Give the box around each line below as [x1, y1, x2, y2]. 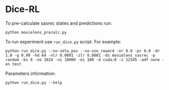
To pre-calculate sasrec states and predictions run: [5, 20, 112, 26]
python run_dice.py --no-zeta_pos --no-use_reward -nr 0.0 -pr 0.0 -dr [5, 48, 160, 53]
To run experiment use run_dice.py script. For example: [5, 39, 122, 45]
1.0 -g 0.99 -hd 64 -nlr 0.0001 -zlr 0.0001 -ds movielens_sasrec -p [5, 53, 156, 58]
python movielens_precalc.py [5, 30, 67, 35]
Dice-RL [5, 4, 40, 15]
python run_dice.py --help [5, 80, 62, 85]
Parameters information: [5, 70, 56, 76]
